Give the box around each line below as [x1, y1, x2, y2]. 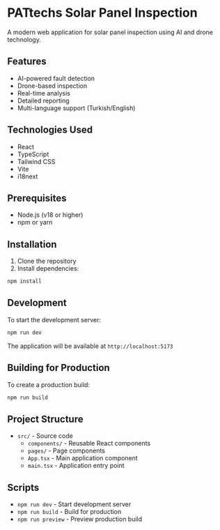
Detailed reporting [17, 96, 70, 105]
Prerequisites [7, 192, 67, 204]
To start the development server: [7, 315, 102, 324]
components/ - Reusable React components [27, 439, 151, 448]
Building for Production [7, 362, 110, 374]
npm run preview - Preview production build [17, 515, 143, 524]
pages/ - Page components [27, 446, 106, 455]
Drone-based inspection [17, 82, 88, 90]
